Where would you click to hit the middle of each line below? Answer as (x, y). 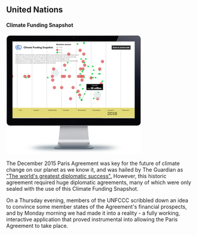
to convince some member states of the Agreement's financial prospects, (96, 206)
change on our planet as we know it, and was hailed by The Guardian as (95, 169)
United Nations (35, 10)
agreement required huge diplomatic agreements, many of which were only (99, 182)
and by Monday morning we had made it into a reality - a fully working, (93, 213)
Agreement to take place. (37, 225)
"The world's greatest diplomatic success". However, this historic (87, 176)
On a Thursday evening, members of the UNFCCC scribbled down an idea (97, 200)
